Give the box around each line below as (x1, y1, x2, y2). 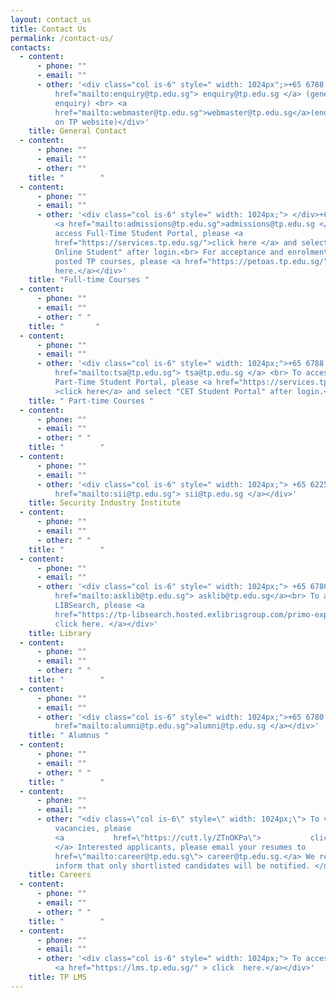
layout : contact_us (10, 14, 92, 25)
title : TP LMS (28, 972, 87, 982)
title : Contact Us (10, 24, 87, 34)
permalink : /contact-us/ (10, 33, 114, 43)
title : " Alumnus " (28, 731, 110, 741)
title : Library (28, 628, 92, 638)
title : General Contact (28, 126, 128, 136)
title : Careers (28, 870, 92, 880)
